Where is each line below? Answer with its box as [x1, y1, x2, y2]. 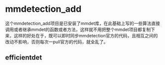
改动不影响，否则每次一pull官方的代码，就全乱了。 [5, 38, 108, 45]
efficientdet [5, 53, 42, 62]
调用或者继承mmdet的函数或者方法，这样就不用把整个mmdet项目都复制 [5, 26, 151, 32]
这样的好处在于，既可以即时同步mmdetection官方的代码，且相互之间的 [13, 32, 158, 38]
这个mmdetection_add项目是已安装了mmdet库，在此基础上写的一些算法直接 [5, 20, 160, 26]
